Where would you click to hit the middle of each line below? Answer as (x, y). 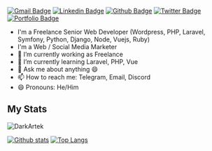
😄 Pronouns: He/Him (48, 87)
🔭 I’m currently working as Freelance (70, 54)
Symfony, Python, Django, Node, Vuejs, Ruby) (84, 39)
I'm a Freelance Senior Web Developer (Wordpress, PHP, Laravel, (111, 32)
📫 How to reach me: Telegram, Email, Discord (84, 77)
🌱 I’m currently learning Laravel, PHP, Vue (78, 62)
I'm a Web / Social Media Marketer (67, 47)
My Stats (27, 109)
